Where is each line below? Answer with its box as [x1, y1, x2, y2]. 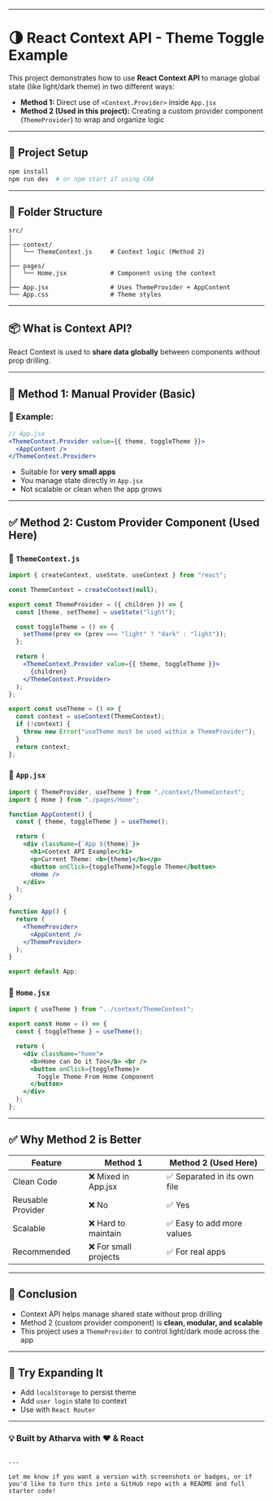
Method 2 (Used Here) [169, 1156, 258, 1168]
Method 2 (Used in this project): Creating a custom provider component [19, 106, 264, 115]
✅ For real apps [166, 1246, 226, 1257]
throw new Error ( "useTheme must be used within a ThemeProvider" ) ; [23, 728, 256, 736]
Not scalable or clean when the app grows [19, 485, 162, 494]
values [166, 1227, 193, 1239]
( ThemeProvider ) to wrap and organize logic [19, 115, 165, 124]
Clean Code [12, 1176, 58, 1187]
